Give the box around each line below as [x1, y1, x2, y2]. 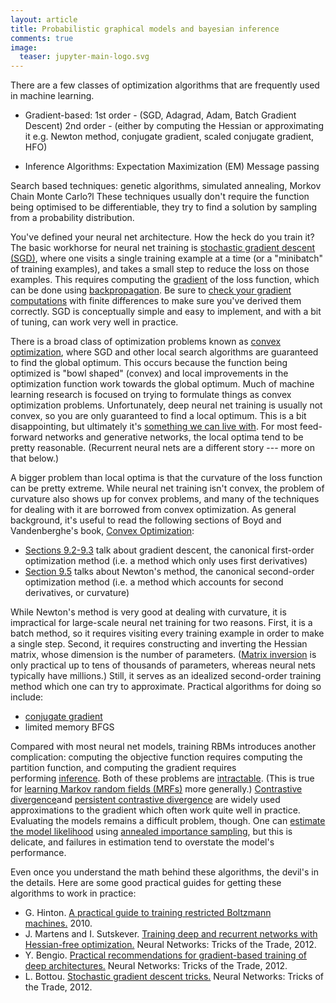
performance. [10, 847, 67, 859]
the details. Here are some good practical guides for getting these [10, 877, 282, 889]
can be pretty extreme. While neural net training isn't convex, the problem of [10, 482, 325, 495]
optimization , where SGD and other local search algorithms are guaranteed [10, 346, 319, 358]
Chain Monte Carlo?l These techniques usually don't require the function [10, 191, 310, 203]
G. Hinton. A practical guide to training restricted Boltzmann [24, 907, 272, 919]
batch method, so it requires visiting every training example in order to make [10, 627, 325, 640]
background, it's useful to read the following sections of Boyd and [10, 514, 282, 526]
